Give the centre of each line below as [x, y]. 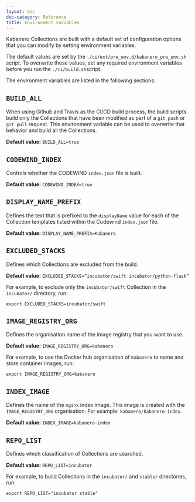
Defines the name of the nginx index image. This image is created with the [96, 405]
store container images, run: [40, 363]
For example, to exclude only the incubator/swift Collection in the [86, 287]
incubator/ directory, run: [37, 293]
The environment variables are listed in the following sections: [81, 80]
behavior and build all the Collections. [52, 130]
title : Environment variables [43, 22]
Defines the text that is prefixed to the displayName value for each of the [93, 215]
